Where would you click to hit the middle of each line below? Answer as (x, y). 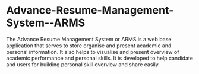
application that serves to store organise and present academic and (89, 46)
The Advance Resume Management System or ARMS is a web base (89, 39)
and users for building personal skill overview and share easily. (83, 64)
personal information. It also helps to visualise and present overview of (93, 52)
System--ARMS (46, 23)
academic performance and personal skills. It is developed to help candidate (99, 58)
